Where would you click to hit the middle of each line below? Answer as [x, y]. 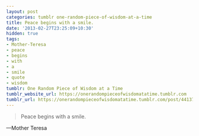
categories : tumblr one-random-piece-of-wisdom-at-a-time [79, 17]
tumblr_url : [21, 99]
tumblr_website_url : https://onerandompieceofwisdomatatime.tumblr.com [96, 94]
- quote [16, 77]
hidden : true [22, 34]
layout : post [22, 12]
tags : [13, 39]
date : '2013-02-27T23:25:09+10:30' [50, 28]
